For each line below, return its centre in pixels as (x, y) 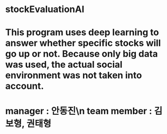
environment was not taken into (74, 76)
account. (25, 86)
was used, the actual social (64, 65)
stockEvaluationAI (45, 9)
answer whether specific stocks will (83, 43)
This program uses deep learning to (82, 33)
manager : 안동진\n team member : (79, 111)
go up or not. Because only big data (82, 54)
